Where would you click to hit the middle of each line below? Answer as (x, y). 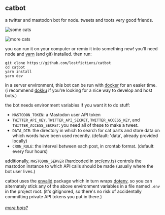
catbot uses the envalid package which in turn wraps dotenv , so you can (79, 181)
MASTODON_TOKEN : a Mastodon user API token (56, 114)
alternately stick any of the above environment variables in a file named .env (82, 186)
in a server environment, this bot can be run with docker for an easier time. (81, 85)
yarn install (18, 72)
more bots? (16, 208)
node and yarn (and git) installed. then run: (49, 54)
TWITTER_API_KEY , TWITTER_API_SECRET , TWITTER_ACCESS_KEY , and (76, 120)
